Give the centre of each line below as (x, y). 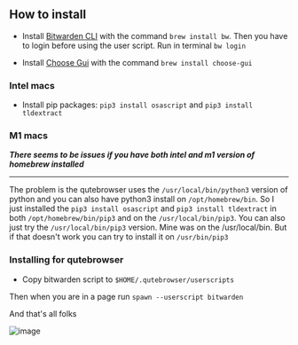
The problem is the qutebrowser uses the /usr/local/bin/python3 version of (149, 190)
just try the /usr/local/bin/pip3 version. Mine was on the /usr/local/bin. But (148, 227)
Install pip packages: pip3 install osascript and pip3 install (137, 105)
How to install (48, 15)
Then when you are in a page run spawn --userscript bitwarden (126, 296)
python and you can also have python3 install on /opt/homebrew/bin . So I (142, 200)
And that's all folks (43, 313)
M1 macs (29, 136)
